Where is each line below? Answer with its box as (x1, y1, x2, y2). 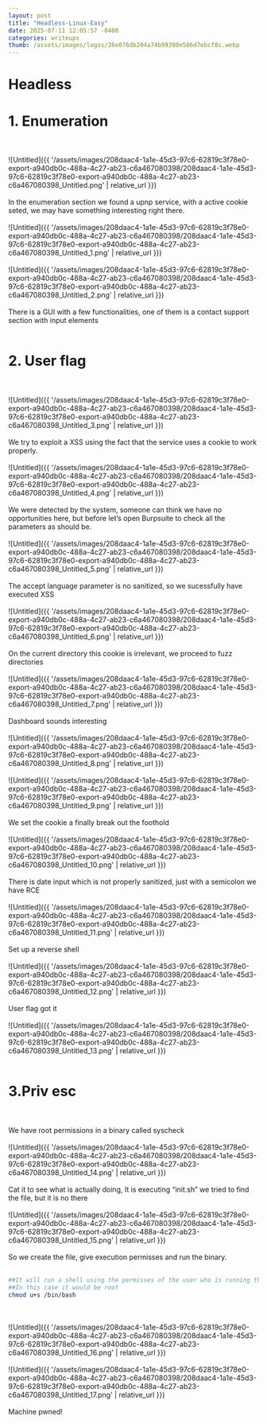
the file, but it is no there (8, 1193, 88, 1203)
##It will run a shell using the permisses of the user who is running (8, 1276, 250, 1285)
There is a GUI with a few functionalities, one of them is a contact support (8, 307, 250, 317)
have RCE (8, 885, 41, 895)
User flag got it (8, 1004, 57, 1014)
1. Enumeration (8, 112, 109, 130)
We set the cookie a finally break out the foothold (8, 818, 169, 827)
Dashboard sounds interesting (8, 717, 107, 726)
